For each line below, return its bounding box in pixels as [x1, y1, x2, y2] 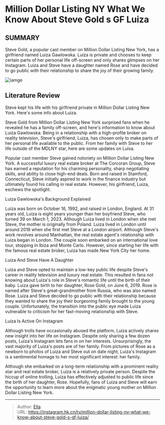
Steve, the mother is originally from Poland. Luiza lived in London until [5, 221, 146, 227]
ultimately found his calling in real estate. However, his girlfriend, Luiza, [5, 181, 149, 187]
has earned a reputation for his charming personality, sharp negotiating [5, 165, 149, 171]
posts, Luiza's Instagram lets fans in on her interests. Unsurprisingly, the [5, 338, 151, 344]
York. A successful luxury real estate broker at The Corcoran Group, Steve [5, 160, 156, 166]
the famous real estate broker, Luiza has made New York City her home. [5, 248, 151, 253]
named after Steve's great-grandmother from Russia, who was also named [5, 287, 156, 293]
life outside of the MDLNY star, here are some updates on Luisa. [5, 145, 135, 151]
